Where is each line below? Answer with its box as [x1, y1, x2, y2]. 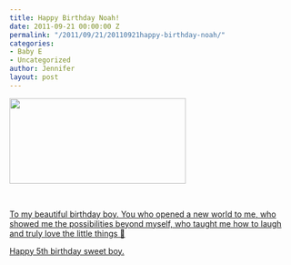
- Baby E [9, 47, 43, 56]
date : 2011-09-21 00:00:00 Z [9, 22, 120, 31]
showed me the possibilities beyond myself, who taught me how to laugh [9, 218, 282, 229]
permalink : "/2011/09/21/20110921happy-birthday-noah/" [9, 30, 226, 39]
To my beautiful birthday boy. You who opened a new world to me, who [9, 209, 277, 219]
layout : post [9, 73, 59, 82]
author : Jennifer [9, 65, 75, 74]
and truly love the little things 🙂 [9, 228, 125, 239]
